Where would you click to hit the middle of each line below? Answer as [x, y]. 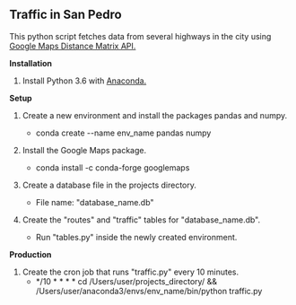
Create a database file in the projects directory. [109, 185]
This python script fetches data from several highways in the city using [140, 36]
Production [30, 254]
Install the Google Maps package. [84, 150]
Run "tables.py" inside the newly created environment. [136, 237]
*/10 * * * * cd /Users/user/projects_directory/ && [126, 281]
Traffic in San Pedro [66, 15]
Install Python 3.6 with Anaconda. [84, 81]
